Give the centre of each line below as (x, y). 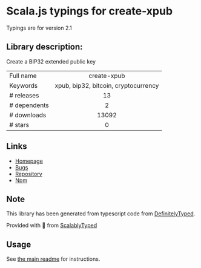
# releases (24, 95)
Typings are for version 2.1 (39, 28)
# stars (19, 125)
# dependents (29, 105)
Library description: (44, 47)
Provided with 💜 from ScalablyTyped (52, 226)
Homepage (29, 161)
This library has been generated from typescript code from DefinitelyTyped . (101, 214)
